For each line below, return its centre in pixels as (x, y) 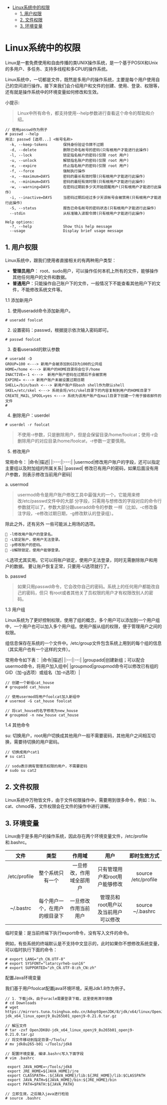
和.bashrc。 (17, 843)
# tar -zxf (16, 1030)
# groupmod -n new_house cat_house (42, 715)
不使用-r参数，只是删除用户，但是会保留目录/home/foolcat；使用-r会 (87, 434)
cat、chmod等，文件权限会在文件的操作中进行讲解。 (59, 806)
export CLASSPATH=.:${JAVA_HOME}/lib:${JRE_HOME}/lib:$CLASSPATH (76, 1076)
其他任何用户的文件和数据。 (41, 277)
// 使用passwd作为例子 (26, 129)
